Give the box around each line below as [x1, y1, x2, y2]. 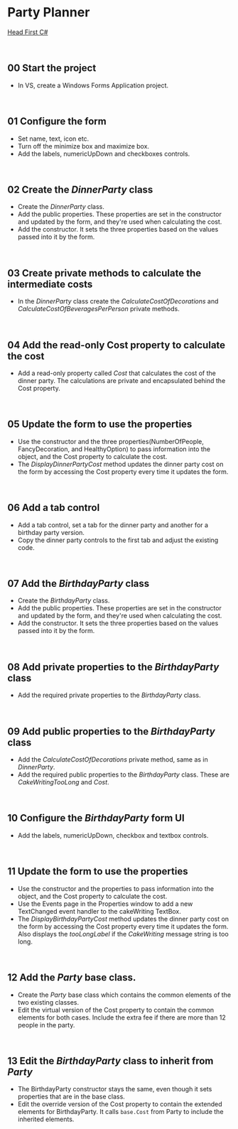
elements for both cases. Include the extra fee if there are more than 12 [17, 1013, 226, 1022]
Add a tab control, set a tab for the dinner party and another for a [17, 520, 208, 529]
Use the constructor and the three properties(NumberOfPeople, [17, 437, 205, 445]
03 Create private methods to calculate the [7, 267, 201, 279]
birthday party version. [17, 528, 85, 536]
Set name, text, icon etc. [17, 134, 90, 143]
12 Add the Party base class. [7, 971, 136, 984]
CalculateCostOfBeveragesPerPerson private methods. [17, 305, 180, 313]
